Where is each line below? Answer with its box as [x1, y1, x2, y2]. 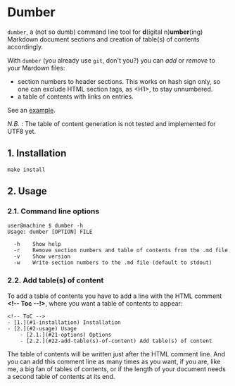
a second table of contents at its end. [7, 372, 115, 380]
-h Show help [13, 241, 61, 248]
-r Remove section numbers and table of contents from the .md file [13, 247, 229, 254]
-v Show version [13, 253, 71, 261]
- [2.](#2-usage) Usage [7, 325, 77, 332]
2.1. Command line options [7, 206, 100, 216]
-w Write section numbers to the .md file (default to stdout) [13, 259, 212, 266]
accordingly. [7, 42, 44, 51]
